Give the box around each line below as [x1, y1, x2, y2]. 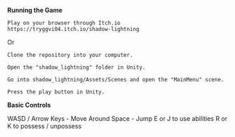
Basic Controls [7, 101, 51, 109]
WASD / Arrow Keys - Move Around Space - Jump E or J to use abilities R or [7, 115, 228, 122]
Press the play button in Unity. [7, 89, 105, 96]
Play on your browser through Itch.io [7, 20, 121, 27]
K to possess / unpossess [7, 122, 82, 130]
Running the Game [7, 6, 63, 14]
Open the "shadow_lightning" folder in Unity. [7, 64, 146, 71]
